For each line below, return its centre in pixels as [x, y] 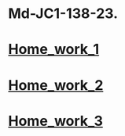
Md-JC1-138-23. [63, 14]
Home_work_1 [54, 50]
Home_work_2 [56, 85]
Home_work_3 [56, 121]
